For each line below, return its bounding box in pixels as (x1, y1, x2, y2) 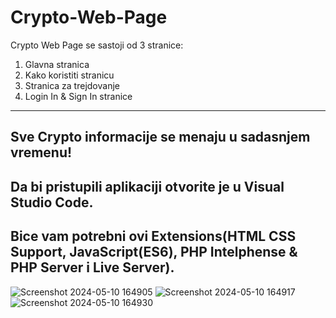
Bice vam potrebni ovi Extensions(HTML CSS (10, 228, 297, 245)
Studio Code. (10, 194, 94, 211)
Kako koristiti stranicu (24, 69, 115, 81)
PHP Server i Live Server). (10, 259, 175, 276)
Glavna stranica (24, 58, 90, 70)
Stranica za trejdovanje (24, 79, 120, 91)
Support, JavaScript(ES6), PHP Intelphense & (10, 244, 298, 261)
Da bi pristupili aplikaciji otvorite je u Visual (10, 178, 285, 195)
